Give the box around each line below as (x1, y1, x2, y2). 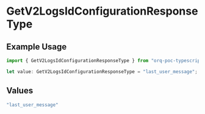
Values (6, 85, 34, 96)
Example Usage (6, 41, 67, 52)
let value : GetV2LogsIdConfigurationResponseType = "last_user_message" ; (6, 68, 198, 74)
